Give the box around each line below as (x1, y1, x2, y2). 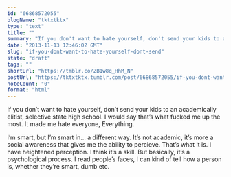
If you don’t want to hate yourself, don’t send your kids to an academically (7, 106, 217, 114)
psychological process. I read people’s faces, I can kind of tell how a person (7, 155, 222, 163)
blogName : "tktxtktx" (7, 16, 69, 23)
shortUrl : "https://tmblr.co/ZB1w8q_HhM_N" (7, 67, 134, 74)
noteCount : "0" (7, 80, 51, 87)
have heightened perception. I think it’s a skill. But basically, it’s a (7, 148, 190, 156)
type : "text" (7, 23, 45, 29)
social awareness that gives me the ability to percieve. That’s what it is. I (7, 141, 212, 149)
